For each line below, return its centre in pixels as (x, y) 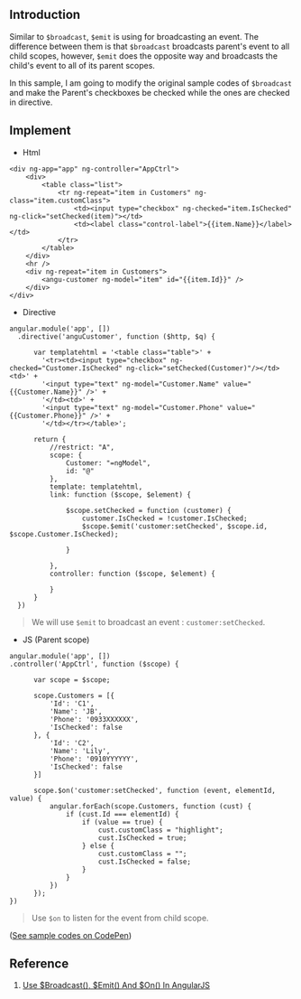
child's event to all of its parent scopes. (82, 65)
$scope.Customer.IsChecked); (64, 534)
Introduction (45, 15)
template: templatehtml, (96, 487)
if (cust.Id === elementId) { (123, 814)
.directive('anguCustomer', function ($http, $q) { (117, 336)
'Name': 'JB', (76, 711)
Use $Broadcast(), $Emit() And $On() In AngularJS (116, 985)
